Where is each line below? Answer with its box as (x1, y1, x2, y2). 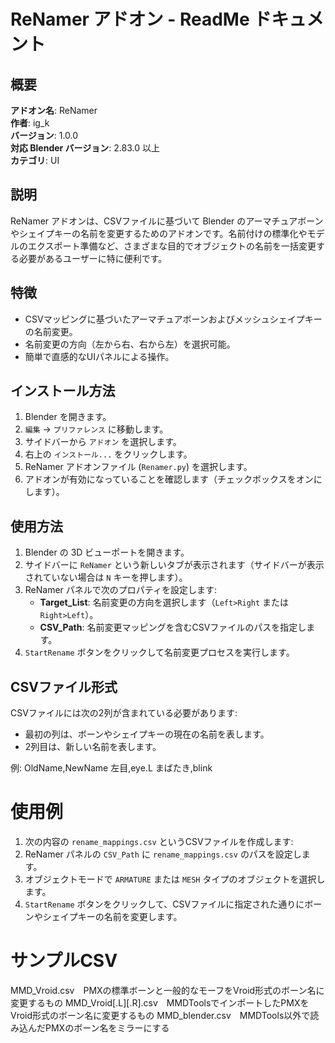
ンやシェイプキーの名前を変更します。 (24, 911, 183, 922)
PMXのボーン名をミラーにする (44, 1021, 170, 1034)
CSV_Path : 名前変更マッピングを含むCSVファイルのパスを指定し (39, 621, 307, 634)
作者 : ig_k (10, 117, 50, 129)
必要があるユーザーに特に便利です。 (18, 252, 168, 264)
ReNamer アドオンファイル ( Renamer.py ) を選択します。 (24, 461, 253, 473)
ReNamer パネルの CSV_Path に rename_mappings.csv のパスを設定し (24, 848, 302, 860)
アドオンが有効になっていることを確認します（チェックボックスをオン (24, 473, 314, 485)
